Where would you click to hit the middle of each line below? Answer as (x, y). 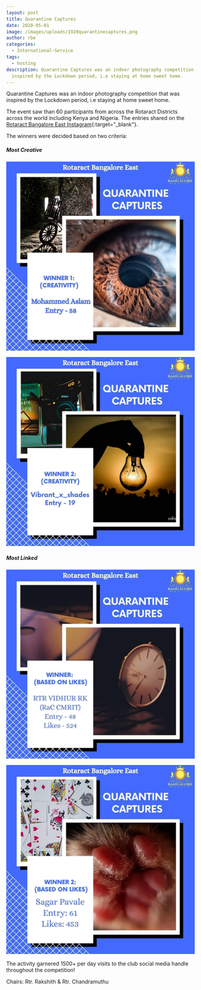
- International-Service (42, 51)
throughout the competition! (41, 970)
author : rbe (21, 38)
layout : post (22, 13)
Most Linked (22, 557)
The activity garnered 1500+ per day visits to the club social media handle (97, 964)
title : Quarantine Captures (41, 19)
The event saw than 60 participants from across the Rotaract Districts (92, 112)
